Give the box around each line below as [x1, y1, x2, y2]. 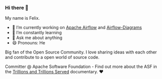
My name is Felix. [5, 15, 40, 21]
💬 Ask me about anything [12, 35, 63, 40]
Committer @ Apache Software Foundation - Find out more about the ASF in [5, 64, 157, 69]
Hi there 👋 [5, 4, 29, 11]
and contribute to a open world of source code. [5, 54, 99, 60]
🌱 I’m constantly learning [12, 30, 62, 36]
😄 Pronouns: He [12, 40, 45, 46]
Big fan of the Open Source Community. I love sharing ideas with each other [5, 49, 157, 55]
